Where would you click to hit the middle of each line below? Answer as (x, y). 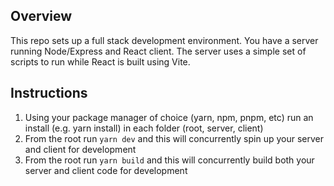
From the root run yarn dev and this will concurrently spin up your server (174, 138)
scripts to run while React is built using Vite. (100, 61)
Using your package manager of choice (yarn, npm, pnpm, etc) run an (169, 117)
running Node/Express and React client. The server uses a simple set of (158, 51)
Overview (41, 16)
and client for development (80, 149)
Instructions (49, 93)
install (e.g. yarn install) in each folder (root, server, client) (144, 128)
